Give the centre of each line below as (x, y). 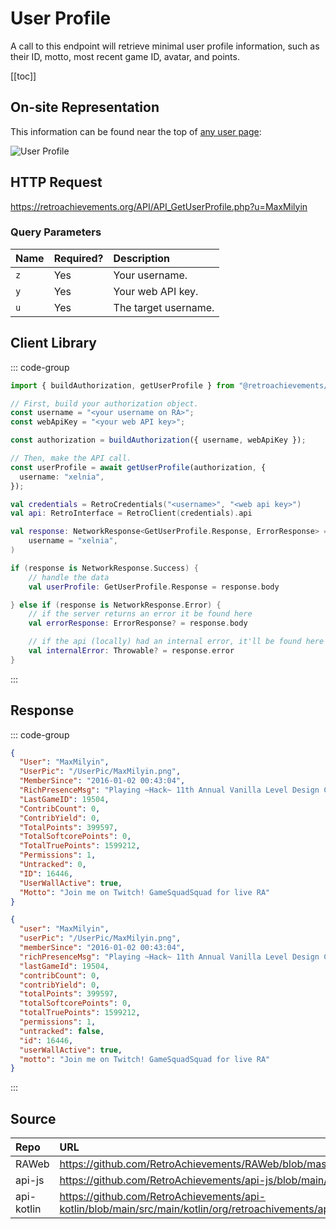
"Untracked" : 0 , (53, 865)
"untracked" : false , (62, 1031)
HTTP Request (56, 182)
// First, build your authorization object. (104, 403)
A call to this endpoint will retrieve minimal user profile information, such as (165, 46)
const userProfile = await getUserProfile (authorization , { (138, 467)
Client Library (53, 343)
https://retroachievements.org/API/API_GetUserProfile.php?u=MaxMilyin (159, 206)
